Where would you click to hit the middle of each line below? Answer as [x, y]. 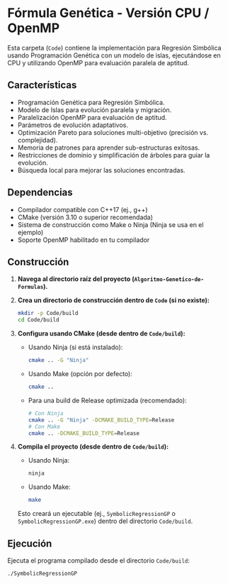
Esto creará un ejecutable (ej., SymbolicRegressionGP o [96, 514]
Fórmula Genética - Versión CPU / [108, 13]
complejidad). [38, 140]
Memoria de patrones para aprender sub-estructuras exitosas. [109, 148]
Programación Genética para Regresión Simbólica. [91, 102]
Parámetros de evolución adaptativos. [73, 125]
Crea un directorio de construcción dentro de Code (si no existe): [114, 300]
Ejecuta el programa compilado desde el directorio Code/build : [98, 560]
